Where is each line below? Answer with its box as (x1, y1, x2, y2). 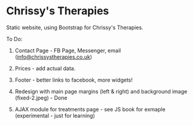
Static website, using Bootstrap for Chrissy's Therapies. (6, 24, 143, 31)
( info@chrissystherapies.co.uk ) (14, 53, 93, 60)
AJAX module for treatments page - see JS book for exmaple (14, 105, 166, 112)
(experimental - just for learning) (14, 112, 96, 119)
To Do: (6, 35, 23, 42)
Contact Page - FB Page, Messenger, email (14, 46, 121, 54)
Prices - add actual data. (14, 64, 76, 72)
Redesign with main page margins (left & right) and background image (14, 87, 188, 95)
